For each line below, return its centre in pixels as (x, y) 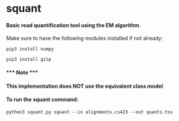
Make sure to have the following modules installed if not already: (84, 38)
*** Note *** (22, 72)
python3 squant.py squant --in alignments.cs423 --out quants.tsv (89, 112)
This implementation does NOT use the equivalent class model (85, 86)
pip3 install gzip (29, 60)
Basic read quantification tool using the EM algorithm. (74, 25)
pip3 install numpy (30, 49)
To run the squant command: (42, 100)
